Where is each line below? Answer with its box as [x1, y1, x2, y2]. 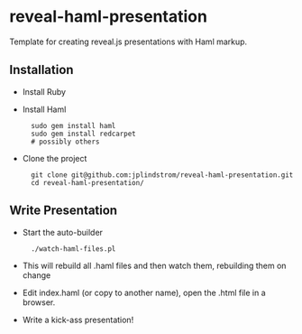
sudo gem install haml [31, 121, 116, 130]
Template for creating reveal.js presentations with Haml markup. [9, 36, 248, 47]
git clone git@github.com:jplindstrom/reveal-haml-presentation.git [31, 170, 294, 180]
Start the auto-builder [22, 227, 104, 237]
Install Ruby [22, 86, 66, 97]
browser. [22, 296, 56, 308]
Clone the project [22, 153, 87, 163]
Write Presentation [9, 203, 118, 218]
